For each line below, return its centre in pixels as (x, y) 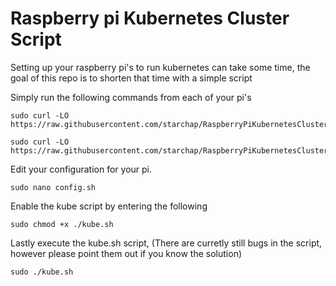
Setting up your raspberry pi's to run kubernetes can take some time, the (160, 67)
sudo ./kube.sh (42, 272)
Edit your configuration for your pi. (81, 169)
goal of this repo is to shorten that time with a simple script (131, 78)
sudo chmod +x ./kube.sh (62, 224)
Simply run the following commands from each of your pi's (131, 97)
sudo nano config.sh (53, 187)
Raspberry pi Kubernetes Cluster (150, 18)
